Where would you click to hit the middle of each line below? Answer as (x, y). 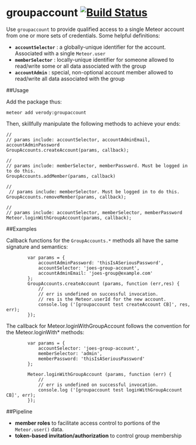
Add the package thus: (34, 102)
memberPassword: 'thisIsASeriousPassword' (91, 359)
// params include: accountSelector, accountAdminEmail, (78, 140)
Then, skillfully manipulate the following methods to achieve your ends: (93, 123)
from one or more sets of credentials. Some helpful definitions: (83, 35)
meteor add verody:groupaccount (46, 112)
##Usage (18, 90)
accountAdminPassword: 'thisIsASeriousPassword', (101, 263)
